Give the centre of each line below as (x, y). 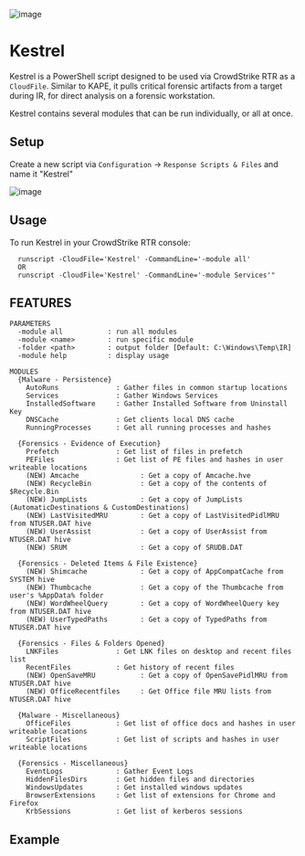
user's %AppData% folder (57, 596)
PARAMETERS (30, 324)
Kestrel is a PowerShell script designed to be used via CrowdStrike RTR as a (152, 76)
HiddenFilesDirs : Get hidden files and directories (141, 780)
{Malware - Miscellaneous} (69, 716)
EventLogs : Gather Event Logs (110, 772)
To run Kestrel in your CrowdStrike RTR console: (100, 242)
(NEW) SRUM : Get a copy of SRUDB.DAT (135, 548)
